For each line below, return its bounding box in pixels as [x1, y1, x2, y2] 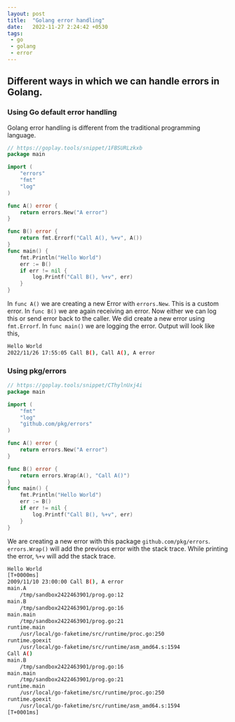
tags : [7, 29, 23, 37]
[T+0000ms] [7, 572, 39, 579]
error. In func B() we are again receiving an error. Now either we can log [7, 307, 217, 316]
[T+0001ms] [7, 709, 39, 716]
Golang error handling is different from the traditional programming [7, 123, 201, 132]
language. [7, 131, 36, 139]
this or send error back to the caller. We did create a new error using [7, 314, 206, 323]
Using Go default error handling [7, 107, 117, 117]
